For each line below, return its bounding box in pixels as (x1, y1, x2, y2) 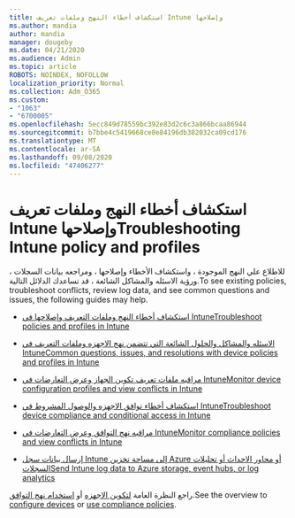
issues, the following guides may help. (9, 294, 148, 305)
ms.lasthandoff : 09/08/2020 (9, 152, 113, 162)
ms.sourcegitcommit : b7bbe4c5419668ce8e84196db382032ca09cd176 (9, 128, 247, 137)
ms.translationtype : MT (9, 136, 97, 145)
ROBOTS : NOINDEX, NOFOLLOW (9, 71, 109, 80)
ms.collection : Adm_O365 (9, 87, 101, 96)
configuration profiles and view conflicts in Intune (21, 383, 203, 394)
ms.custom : (9, 95, 49, 104)
